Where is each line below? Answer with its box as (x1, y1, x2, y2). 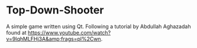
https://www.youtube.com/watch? (27, 29, 111, 36)
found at (6, 29, 27, 36)
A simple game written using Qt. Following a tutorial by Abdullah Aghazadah (6, 23, 191, 30)
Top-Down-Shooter (6, 4, 104, 17)
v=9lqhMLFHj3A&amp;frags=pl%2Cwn (6, 35, 102, 42)
